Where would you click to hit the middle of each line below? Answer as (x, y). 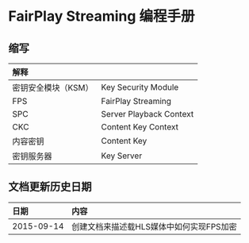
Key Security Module (140, 87)
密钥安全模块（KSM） (53, 88)
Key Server (122, 156)
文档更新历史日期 (50, 187)
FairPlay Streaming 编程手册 (102, 16)
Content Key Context (140, 127)
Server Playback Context (147, 114)
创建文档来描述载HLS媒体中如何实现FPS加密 (154, 226)
